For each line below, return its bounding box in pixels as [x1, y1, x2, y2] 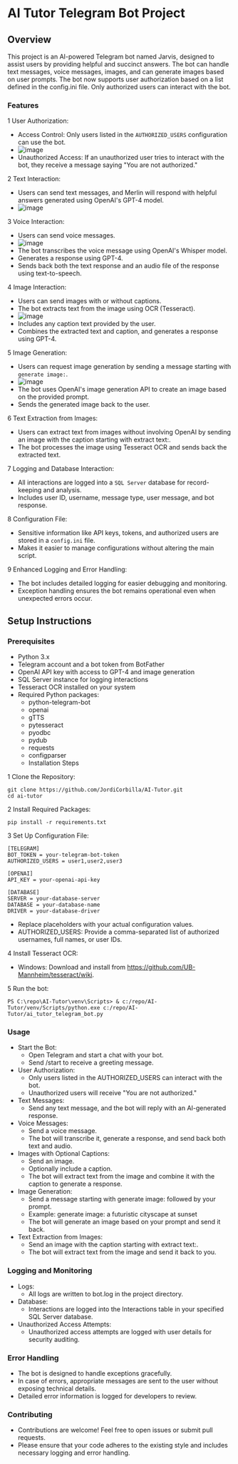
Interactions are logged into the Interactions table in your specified [28, 1304, 224, 1313]
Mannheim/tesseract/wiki [17, 970, 93, 979]
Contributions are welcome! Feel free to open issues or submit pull [17, 1425, 213, 1435]
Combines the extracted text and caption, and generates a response [17, 327, 219, 336]
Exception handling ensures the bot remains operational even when [17, 586, 216, 595]
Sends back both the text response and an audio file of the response [17, 262, 219, 270]
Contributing [7, 1409, 53, 1419]
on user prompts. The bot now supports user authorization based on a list [7, 75, 224, 83]
